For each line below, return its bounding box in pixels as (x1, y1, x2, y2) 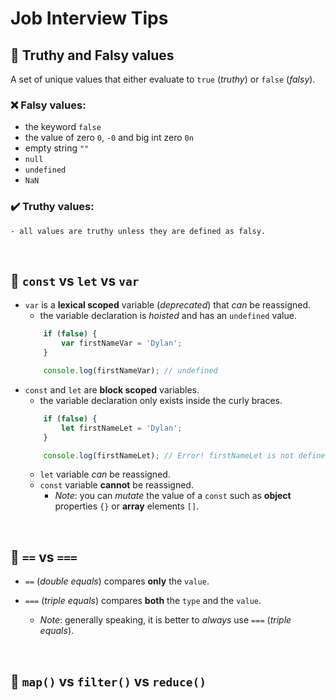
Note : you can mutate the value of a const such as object (54, 490, 292, 502)
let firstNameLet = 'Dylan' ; (61, 423, 183, 433)
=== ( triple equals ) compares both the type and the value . (24, 595, 262, 607)
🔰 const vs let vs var (10, 272, 140, 289)
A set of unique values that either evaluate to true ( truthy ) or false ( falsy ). (10, 73, 316, 85)
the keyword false (24, 121, 102, 133)
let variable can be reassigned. (39, 468, 171, 481)
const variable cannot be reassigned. (39, 479, 194, 491)
